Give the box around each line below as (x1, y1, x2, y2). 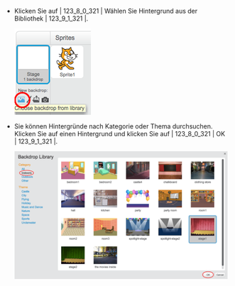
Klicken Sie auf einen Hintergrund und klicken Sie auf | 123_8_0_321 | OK (13, 130, 226, 138)
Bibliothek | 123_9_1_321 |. (13, 14, 89, 23)
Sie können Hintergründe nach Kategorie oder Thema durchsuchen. (13, 122, 213, 131)
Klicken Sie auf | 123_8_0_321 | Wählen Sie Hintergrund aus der (13, 7, 197, 15)
